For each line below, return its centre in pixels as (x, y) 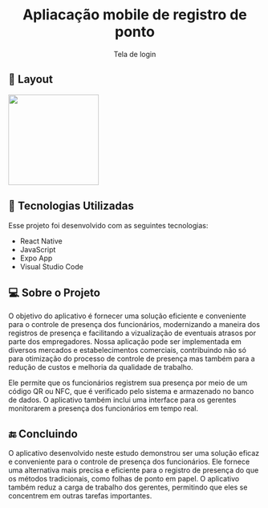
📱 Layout (31, 79)
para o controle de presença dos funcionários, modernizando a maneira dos (134, 325)
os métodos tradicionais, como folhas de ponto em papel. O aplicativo (124, 479)
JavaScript (38, 249)
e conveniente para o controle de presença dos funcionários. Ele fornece (129, 462)
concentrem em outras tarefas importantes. (80, 496)
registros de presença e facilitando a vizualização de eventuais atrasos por (132, 333)
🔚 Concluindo (43, 434)
